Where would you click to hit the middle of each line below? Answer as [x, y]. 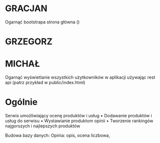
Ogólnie [21, 102]
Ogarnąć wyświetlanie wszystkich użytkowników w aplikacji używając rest [80, 77]
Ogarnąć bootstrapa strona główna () [42, 22]
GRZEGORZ [29, 42]
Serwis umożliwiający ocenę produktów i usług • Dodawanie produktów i [79, 116]
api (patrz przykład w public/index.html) [45, 83]
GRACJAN [26, 9]
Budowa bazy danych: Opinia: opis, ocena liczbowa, [57, 135]
